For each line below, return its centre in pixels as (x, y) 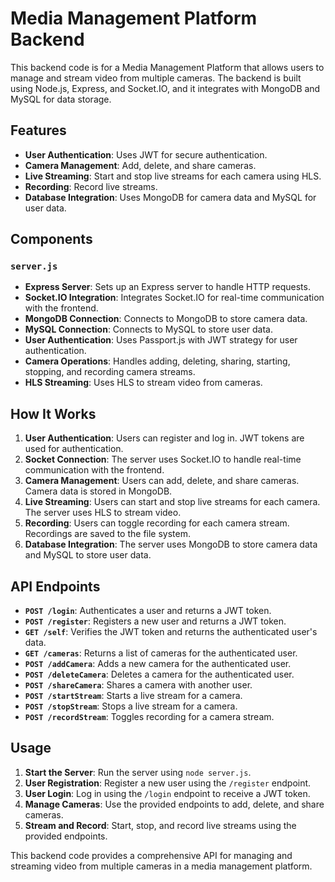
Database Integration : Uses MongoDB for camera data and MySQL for (170, 197)
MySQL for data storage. (61, 99)
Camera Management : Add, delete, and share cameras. (140, 165)
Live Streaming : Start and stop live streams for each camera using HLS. (173, 176)
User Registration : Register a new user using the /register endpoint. (168, 783)
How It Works (53, 413)
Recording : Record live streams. (91, 186)
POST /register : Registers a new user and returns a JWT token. (155, 621)
